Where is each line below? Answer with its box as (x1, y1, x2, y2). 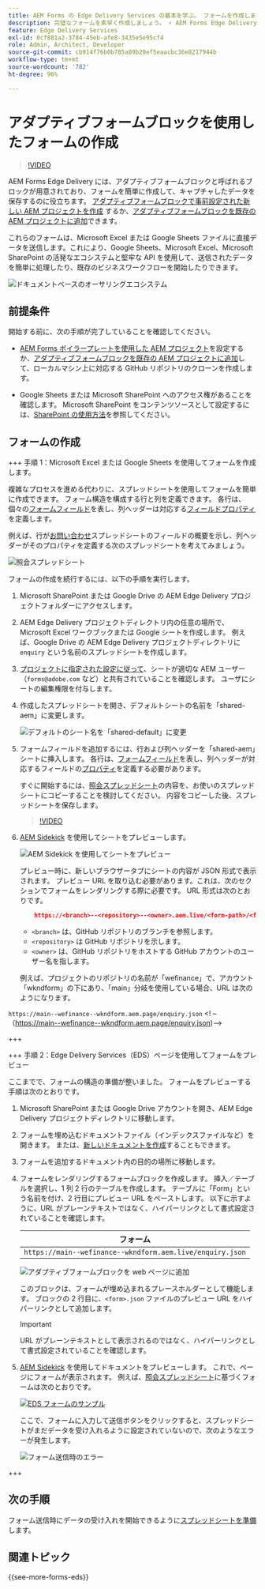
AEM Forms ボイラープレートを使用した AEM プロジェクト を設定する (19, 344, 244, 353)
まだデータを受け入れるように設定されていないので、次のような (33, 1425, 241, 1435)
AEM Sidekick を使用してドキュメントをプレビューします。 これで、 (19, 1362, 241, 1372)
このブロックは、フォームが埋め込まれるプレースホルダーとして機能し (19, 1284, 248, 1293)
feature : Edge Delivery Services (8, 26, 118, 34)
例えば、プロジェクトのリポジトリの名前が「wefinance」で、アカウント (19, 973, 254, 983)
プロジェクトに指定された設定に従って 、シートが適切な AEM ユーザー (19, 665, 246, 674)
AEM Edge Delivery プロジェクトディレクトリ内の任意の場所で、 (19, 618, 229, 627)
